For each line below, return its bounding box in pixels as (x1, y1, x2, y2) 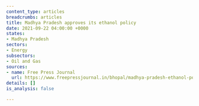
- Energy (6, 47, 28, 53)
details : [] (6, 81, 36, 86)
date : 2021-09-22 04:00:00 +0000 (6, 25, 89, 31)
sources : (6, 63, 28, 70)
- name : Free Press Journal (6, 69, 76, 75)
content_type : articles (6, 8, 65, 15)
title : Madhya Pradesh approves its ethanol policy (6, 20, 136, 25)
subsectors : (6, 53, 36, 59)
